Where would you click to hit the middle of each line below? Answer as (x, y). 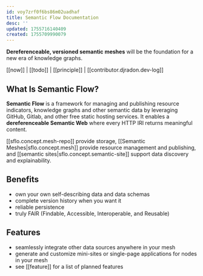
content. (17, 129)
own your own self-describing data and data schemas (82, 194)
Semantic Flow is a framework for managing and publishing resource (93, 103)
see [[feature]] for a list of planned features (69, 266)
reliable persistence (40, 207)
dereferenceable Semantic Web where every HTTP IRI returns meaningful (99, 123)
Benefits (23, 180)
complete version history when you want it (68, 200)
